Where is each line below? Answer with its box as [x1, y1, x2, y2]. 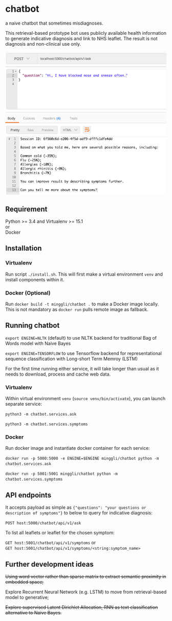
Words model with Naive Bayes [5, 340, 71, 346]
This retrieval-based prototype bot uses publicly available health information [5, 30, 166, 36]
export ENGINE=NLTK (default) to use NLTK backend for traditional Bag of [5, 335, 157, 341]
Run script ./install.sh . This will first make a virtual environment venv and [5, 271, 163, 277]
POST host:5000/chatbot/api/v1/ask [5, 521, 81, 526]
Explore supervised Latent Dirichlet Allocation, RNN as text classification [5, 604, 158, 610]
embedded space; [5, 578, 44, 585]
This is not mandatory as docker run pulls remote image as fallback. [5, 306, 148, 313]
